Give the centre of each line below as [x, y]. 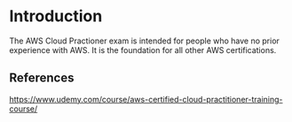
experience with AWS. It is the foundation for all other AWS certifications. [143, 50]
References [42, 78]
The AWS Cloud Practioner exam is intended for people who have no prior [144, 41]
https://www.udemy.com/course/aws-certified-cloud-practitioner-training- [146, 99]
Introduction [56, 16]
